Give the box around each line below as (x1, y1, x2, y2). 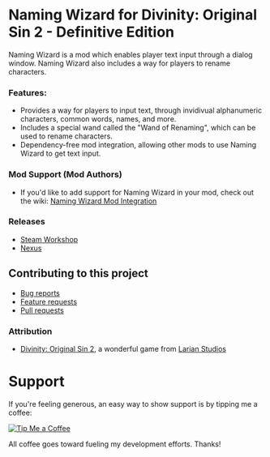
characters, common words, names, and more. (19, 114, 177, 124)
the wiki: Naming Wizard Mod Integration (19, 196, 157, 206)
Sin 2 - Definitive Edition (8, 23, 174, 41)
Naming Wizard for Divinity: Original (8, 6, 258, 24)
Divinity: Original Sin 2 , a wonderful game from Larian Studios (19, 344, 227, 353)
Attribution (8, 326, 53, 337)
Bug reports (19, 288, 61, 297)
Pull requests (19, 305, 65, 315)
